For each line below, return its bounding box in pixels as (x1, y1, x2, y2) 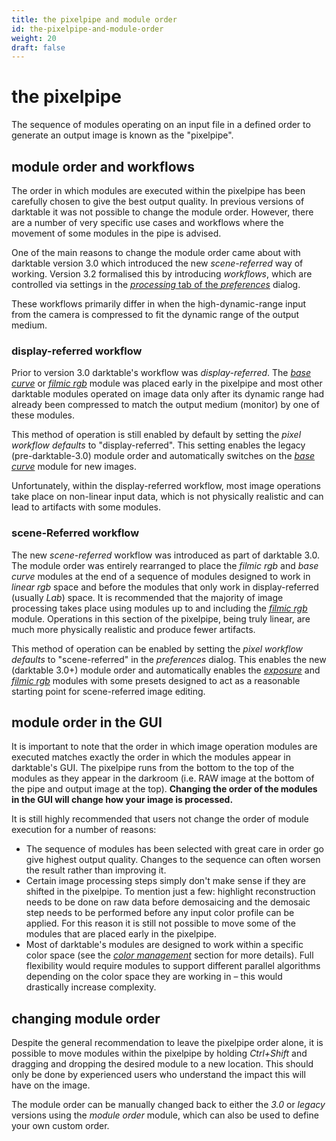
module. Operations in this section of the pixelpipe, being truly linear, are (11, 612, 311, 625)
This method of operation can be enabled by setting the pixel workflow (11, 642, 304, 655)
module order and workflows (11, 158, 195, 175)
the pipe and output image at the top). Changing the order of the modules (11, 783, 318, 795)
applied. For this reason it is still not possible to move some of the (25, 917, 296, 930)
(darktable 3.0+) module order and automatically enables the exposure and (11, 664, 321, 676)
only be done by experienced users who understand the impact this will (11, 1069, 306, 1081)
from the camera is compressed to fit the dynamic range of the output (11, 309, 300, 320)
